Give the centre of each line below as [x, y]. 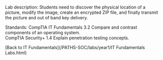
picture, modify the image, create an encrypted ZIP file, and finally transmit [82, 12]
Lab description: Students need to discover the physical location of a [75, 7]
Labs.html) [16, 53]
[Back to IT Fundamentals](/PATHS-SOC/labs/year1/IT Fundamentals [75, 47]
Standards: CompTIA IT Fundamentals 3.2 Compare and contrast [71, 27]
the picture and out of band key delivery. [47, 18]
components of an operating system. [43, 32]
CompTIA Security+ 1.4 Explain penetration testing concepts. [67, 38]
